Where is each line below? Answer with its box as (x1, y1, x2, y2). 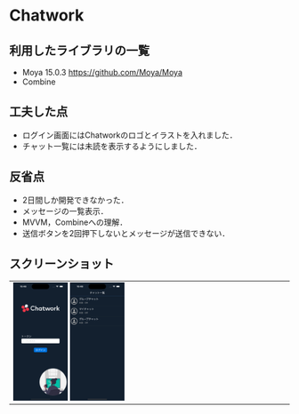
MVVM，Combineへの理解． (21, 217, 127, 227)
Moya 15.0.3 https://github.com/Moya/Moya (21, 68, 183, 77)
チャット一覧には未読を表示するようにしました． (21, 140, 202, 151)
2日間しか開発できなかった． (21, 195, 129, 205)
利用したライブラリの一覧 (9, 43, 149, 58)
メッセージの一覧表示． (21, 205, 109, 216)
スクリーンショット (9, 257, 114, 272)
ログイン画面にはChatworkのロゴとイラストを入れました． (21, 130, 238, 140)
